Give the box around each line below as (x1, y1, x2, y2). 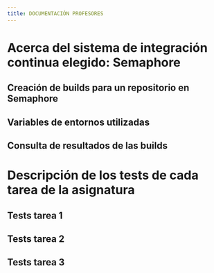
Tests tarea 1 (7, 209, 63, 221)
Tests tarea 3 (7, 256, 65, 268)
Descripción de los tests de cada (7, 167, 199, 183)
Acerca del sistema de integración (7, 39, 208, 55)
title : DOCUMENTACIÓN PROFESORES (7, 10, 104, 17)
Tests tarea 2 (7, 233, 65, 245)
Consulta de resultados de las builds (7, 140, 168, 151)
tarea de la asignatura (7, 182, 135, 198)
